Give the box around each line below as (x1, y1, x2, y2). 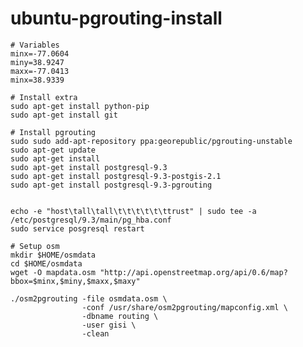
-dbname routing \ (81, 311, 159, 321)
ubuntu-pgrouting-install (10, 7, 223, 30)
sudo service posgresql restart (10, 223, 145, 234)
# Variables (10, 40, 60, 50)
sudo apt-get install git (10, 110, 118, 120)
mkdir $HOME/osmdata (10, 250, 97, 260)
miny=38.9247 (10, 57, 65, 67)
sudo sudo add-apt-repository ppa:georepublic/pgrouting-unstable (10, 136, 293, 146)
